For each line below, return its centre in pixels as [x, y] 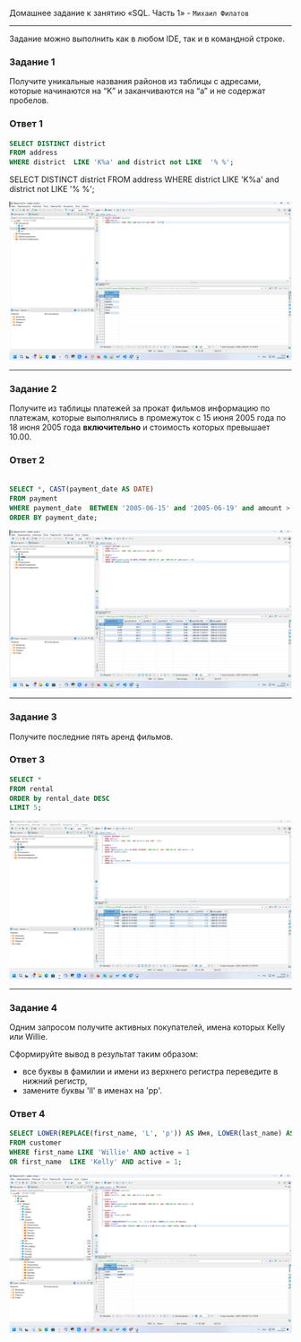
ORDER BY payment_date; [54, 518]
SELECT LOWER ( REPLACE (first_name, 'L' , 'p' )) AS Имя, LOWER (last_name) [146, 1134]
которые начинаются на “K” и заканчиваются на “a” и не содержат [138, 91]
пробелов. [29, 100]
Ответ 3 [27, 760]
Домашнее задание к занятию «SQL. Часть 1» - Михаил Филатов [129, 13]
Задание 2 [33, 388]
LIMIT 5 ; [26, 808]
